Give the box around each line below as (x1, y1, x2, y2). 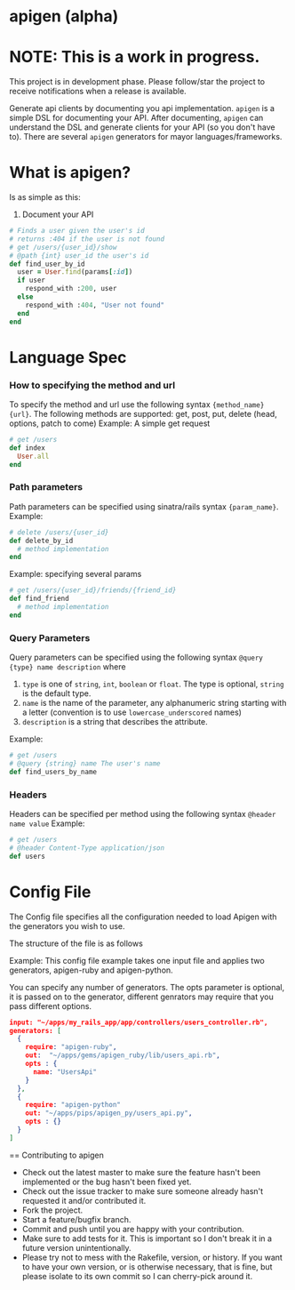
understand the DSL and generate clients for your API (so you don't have (9, 122, 275, 132)
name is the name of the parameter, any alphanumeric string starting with (21, 698, 287, 709)
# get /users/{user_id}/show (9, 243, 117, 252)
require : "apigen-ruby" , (25, 1043, 117, 1052)
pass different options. (9, 1000, 92, 1011)
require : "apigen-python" (25, 1101, 122, 1110)
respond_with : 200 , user (25, 284, 117, 293)
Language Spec (9, 347, 127, 367)
